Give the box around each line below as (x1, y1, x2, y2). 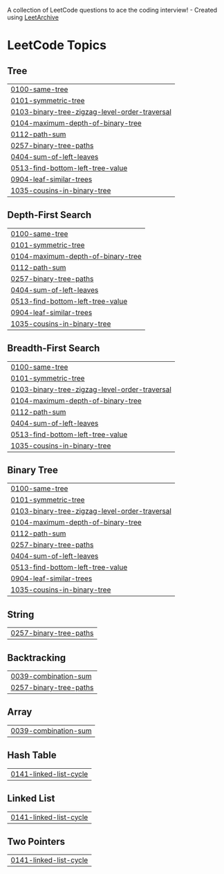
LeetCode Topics (7, 37, 107, 53)
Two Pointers (7, 835, 66, 847)
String (7, 608, 35, 620)
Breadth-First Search (7, 343, 100, 354)
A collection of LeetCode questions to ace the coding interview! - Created (7, 6, 218, 14)
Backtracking (7, 652, 66, 664)
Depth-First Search (7, 209, 92, 221)
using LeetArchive (7, 13, 59, 21)
